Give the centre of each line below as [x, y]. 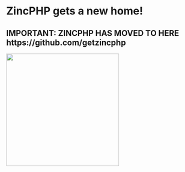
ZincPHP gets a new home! [74, 11]
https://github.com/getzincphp [66, 42]
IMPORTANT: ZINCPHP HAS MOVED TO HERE [93, 33]
